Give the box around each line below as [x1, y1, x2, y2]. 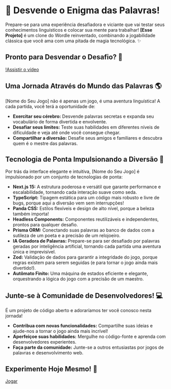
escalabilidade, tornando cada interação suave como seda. [12, 189, 137, 195]
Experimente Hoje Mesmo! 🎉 [5, 365, 98, 373]
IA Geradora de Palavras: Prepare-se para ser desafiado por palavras [12, 238, 160, 244]
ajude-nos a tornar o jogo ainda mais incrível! [12, 328, 108, 334]
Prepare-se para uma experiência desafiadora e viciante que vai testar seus [5, 21, 165, 28]
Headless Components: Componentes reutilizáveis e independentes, [12, 216, 159, 222]
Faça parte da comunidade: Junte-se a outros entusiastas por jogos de [12, 344, 164, 351]
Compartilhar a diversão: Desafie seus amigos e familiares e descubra [12, 135, 162, 141]
